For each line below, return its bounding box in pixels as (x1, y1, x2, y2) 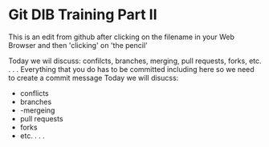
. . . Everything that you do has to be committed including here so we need (8, 64, 255, 73)
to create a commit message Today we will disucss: (8, 73, 179, 82)
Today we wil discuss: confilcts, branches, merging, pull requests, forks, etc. (8, 56, 263, 66)
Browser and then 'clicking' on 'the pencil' (8, 40, 149, 50)
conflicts (19, 88, 50, 97)
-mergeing (19, 105, 55, 115)
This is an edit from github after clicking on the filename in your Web (8, 32, 235, 42)
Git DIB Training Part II (8, 6, 158, 24)
